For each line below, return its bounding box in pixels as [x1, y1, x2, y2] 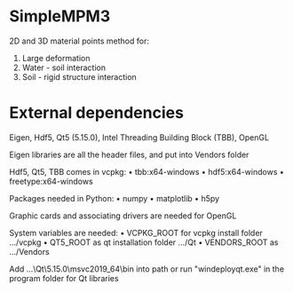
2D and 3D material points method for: [9, 36, 149, 46]
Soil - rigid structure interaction [21, 71, 138, 82]
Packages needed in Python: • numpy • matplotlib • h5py [9, 193, 220, 203]
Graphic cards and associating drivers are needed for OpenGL [9, 210, 237, 221]
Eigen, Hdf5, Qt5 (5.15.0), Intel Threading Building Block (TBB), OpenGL [9, 131, 269, 143]
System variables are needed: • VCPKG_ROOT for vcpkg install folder [9, 227, 264, 238]
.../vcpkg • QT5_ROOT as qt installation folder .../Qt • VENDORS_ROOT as [9, 237, 279, 248]
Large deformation [21, 52, 91, 63]
